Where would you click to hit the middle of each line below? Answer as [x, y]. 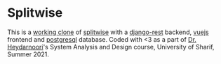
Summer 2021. [28, 54]
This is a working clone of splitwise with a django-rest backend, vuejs [108, 32]
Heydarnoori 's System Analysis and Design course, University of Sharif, [111, 47]
